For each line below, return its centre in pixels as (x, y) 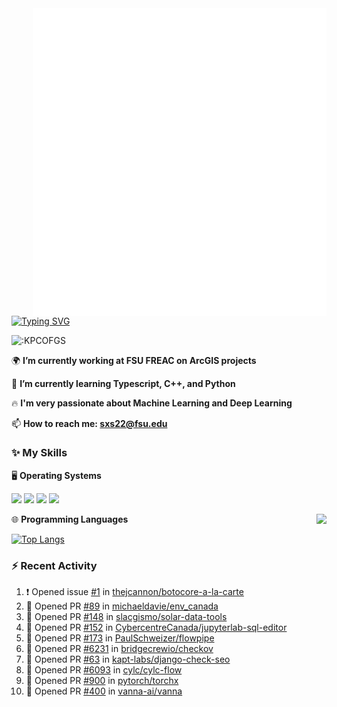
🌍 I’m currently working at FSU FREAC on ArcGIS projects (134, 360)
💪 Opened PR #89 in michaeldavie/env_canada (122, 606)
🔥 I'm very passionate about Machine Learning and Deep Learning (152, 403)
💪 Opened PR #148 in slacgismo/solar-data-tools (126, 617)
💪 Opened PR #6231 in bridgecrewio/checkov (119, 649)
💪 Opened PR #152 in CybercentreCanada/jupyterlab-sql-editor (156, 628)
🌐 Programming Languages (70, 519)
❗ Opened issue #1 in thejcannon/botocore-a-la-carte (134, 592)
